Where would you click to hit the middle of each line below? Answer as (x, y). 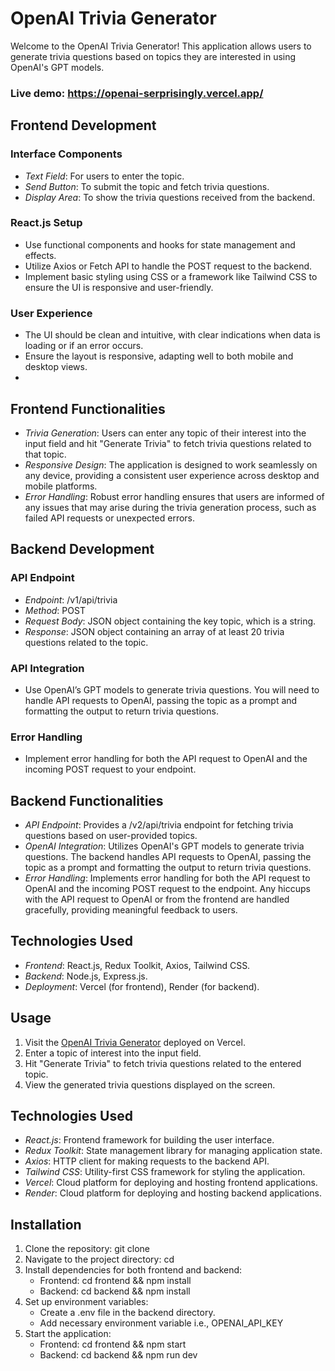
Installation (46, 1224)
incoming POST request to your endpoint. (110, 769)
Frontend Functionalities (88, 408)
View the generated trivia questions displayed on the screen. (150, 1084)
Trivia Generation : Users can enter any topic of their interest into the (165, 433)
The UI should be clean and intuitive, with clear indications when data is (173, 335)
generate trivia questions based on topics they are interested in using (153, 56)
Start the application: (68, 1334)
